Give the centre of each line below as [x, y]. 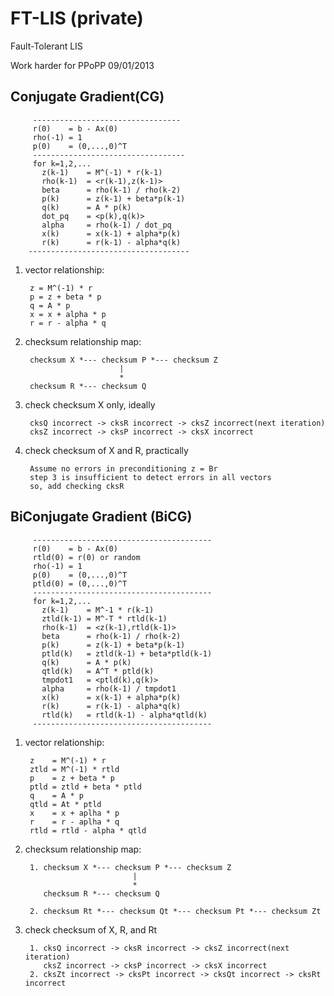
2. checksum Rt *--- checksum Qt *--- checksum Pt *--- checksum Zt [175, 911]
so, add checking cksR [77, 486]
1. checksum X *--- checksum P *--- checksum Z [130, 867]
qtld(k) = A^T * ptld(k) [98, 671]
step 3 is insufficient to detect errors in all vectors [150, 477]
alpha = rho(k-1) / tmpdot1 [109, 688]
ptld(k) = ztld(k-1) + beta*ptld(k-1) [127, 653]
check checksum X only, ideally [90, 404]
